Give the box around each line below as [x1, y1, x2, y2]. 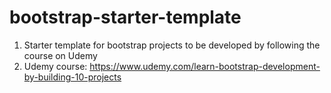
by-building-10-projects [23, 71, 122, 83]
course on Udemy [23, 49, 98, 61]
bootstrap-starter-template [9, 6, 242, 29]
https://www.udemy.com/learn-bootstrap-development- [89, 60, 321, 72]
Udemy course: [23, 60, 88, 72]
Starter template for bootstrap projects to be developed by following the [23, 39, 321, 51]
